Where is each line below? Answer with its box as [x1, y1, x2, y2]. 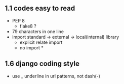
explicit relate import [19, 39, 63, 45]
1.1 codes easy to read [5, 4, 75, 13]
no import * [19, 44, 44, 50]
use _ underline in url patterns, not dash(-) [12, 73, 101, 79]
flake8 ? [19, 23, 36, 29]
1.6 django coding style [5, 60, 79, 68]
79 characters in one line [12, 28, 64, 35]
